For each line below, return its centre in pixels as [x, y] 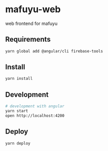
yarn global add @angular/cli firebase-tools [54, 51]
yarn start [17, 111]
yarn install [19, 79]
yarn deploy [18, 143]
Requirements [28, 39]
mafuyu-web [33, 9]
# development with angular [35, 106]
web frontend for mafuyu [31, 23]
